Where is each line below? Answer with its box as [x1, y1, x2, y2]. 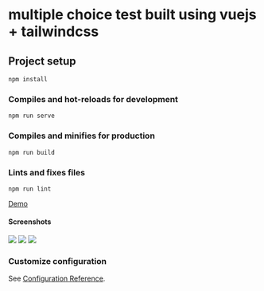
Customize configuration [8, 256, 107, 267]
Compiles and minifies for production [8, 130, 155, 141]
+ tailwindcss [8, 22, 99, 41]
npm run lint [8, 185, 52, 193]
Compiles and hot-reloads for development [8, 93, 179, 104]
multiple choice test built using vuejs [8, 6, 257, 24]
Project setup [8, 54, 77, 68]
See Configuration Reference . [8, 273, 106, 284]
